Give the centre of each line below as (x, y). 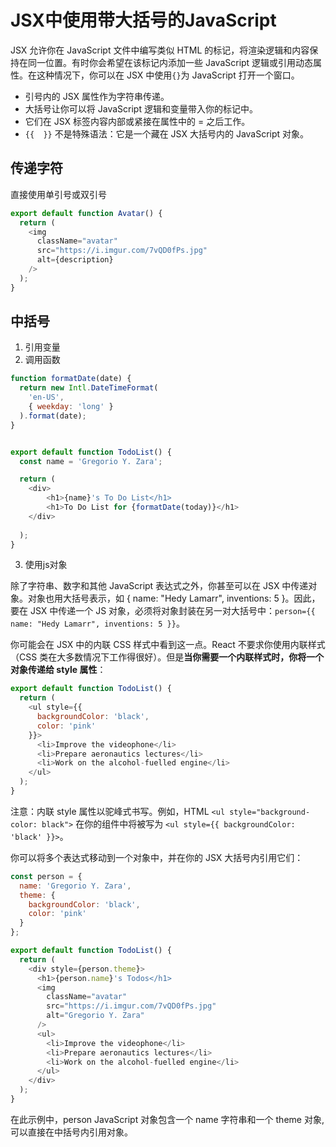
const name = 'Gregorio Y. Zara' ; (91, 461)
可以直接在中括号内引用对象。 (71, 1132)
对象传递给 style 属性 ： (58, 670)
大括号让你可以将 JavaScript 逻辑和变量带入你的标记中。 (141, 108)
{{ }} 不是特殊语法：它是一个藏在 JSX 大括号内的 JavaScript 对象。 (167, 133)
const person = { (46, 876)
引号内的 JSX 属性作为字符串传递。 (97, 96)
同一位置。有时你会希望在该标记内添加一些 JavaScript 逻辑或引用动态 (170, 62)
